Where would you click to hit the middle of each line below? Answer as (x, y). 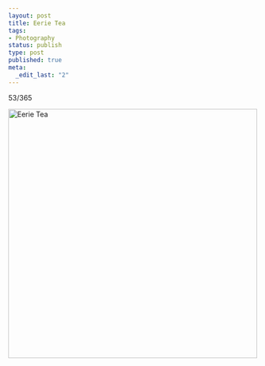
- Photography (32, 38)
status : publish (35, 45)
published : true (35, 61)
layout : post (30, 16)
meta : (17, 68)
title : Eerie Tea (37, 23)
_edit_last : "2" (42, 75)
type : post (26, 53)
